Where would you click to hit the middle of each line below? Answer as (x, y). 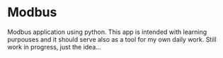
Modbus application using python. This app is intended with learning (107, 32)
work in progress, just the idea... (54, 47)
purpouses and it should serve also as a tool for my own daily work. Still (112, 39)
